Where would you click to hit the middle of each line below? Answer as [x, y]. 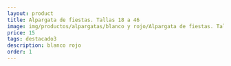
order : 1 [20, 52]
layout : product [30, 13]
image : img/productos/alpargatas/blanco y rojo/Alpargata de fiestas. [110, 26]
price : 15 [21, 33]
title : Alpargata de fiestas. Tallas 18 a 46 [73, 20]
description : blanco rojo [44, 45]
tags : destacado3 [32, 39]
